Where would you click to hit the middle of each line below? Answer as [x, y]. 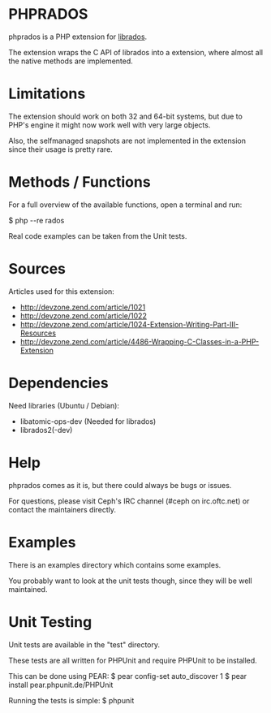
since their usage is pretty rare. [61, 149]
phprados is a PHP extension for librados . [78, 37]
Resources [38, 333]
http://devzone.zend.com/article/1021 [83, 307]
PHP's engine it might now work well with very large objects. [110, 125]
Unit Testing [50, 622]
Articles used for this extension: [62, 291]
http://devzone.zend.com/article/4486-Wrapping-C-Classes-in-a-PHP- [140, 341]
